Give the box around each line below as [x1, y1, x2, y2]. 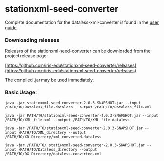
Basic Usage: [5, 89, 37, 96]
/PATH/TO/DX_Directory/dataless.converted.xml [5, 151, 102, 156]
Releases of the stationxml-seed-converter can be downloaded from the [5, 48, 151, 54]
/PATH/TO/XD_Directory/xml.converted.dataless [5, 134, 102, 139]
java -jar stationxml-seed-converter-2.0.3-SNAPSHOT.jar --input [5, 100, 141, 105]
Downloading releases [5, 36, 60, 43]
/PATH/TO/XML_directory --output [18, 130, 86, 135]
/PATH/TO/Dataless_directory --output [18, 147, 97, 152]
